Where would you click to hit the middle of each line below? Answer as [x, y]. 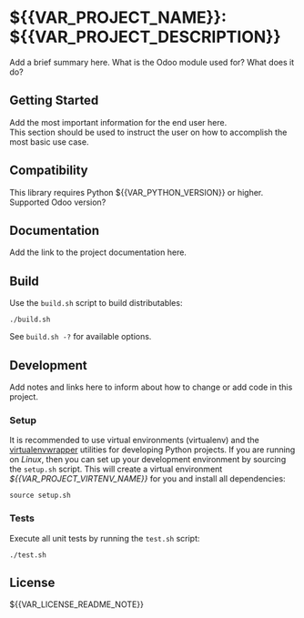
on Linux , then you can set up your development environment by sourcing [148, 460]
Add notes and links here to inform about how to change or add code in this [151, 387]
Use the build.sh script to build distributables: [96, 303]
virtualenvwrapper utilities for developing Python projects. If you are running [152, 450]
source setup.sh [40, 496]
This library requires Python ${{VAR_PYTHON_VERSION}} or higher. [137, 192]
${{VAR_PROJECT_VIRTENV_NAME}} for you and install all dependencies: [147, 479]
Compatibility [49, 171]
